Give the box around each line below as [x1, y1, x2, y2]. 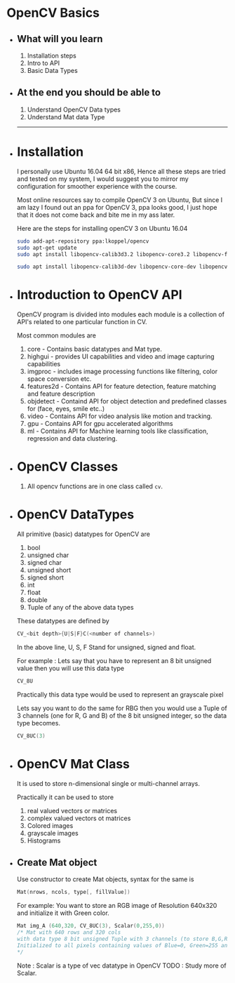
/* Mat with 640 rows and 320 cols [16, 929, 121, 936]
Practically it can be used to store [16, 793, 114, 801]
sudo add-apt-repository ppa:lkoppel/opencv [16, 237, 149, 245]
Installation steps [27, 51, 76, 60]
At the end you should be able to [16, 86, 161, 99]
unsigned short [27, 566, 72, 575]
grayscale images [27, 829, 79, 837]
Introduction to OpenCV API [16, 287, 183, 303]
